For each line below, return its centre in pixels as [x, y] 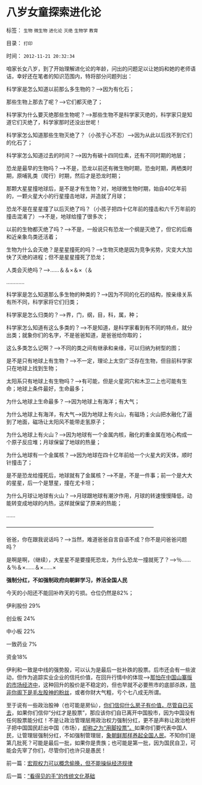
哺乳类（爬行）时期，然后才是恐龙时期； [72, 175]
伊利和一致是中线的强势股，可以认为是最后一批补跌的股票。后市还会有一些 [98, 669]
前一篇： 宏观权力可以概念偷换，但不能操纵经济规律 [69, 763]
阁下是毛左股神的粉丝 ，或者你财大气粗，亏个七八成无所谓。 [90, 692]
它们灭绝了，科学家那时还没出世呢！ [56, 122]
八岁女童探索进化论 [54, 12]
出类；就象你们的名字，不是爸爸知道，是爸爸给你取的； [75, 335]
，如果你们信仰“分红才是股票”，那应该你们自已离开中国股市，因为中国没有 [103, 713]
